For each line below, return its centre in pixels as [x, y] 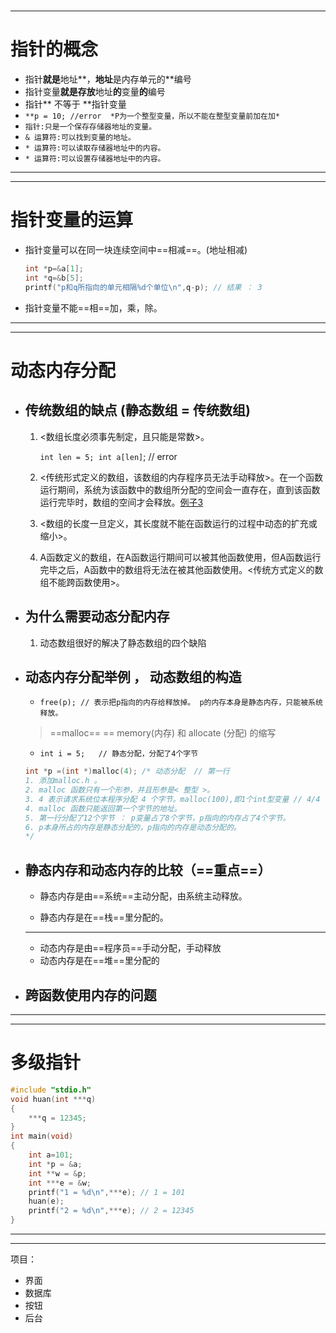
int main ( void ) [42, 1136]
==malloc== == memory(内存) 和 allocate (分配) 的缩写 [163, 733]
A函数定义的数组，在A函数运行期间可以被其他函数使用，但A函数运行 [180, 557]
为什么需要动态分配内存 [97, 616]
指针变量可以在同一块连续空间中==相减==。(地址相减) [136, 250]
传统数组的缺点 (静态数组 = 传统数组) [137, 410]
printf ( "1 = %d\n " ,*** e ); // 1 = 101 [107, 1192]
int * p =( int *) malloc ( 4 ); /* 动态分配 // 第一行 [127, 771]
